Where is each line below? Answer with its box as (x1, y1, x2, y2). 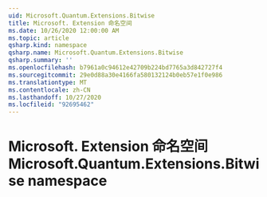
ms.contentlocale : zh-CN (8, 85, 91, 94)
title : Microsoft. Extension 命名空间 (8, 19, 133, 27)
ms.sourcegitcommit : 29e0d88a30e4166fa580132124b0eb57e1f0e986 (8, 71, 223, 79)
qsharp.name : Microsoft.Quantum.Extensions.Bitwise (8, 49, 183, 57)
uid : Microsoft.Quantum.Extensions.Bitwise (8, 11, 155, 20)
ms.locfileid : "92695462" (8, 100, 94, 108)
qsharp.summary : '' (8, 57, 73, 65)
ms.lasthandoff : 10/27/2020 (8, 93, 102, 101)
